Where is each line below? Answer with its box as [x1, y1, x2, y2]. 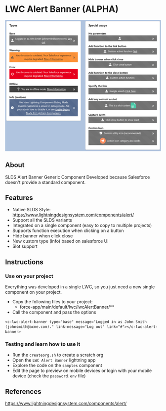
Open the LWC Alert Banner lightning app [12, 357, 96, 363]
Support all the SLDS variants [12, 217, 73, 223]
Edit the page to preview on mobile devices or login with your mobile [12, 367, 152, 374]
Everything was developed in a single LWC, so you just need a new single [5, 284, 155, 290]
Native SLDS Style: [12, 207, 51, 213]
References [5, 387, 41, 396]
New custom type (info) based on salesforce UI [12, 238, 109, 244]
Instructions [5, 258, 43, 266]
